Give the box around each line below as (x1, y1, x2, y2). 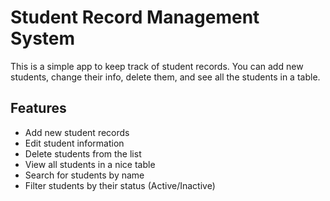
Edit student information (24, 137, 125, 149)
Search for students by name (24, 169, 145, 181)
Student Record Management (10, 6, 260, 29)
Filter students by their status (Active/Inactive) (24, 179, 216, 191)
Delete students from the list (24, 147, 142, 160)
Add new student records (24, 126, 130, 138)
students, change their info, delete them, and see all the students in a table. (10, 71, 321, 83)
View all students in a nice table (24, 158, 156, 170)
